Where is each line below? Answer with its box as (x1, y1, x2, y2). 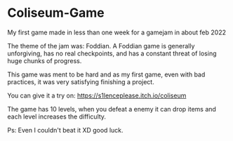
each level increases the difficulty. (7, 112, 107, 121)
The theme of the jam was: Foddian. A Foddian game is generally (7, 41, 195, 50)
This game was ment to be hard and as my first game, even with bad (7, 70, 206, 79)
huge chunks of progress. (7, 56, 82, 65)
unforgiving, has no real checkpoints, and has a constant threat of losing (7, 49, 217, 58)
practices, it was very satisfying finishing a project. (7, 77, 154, 86)
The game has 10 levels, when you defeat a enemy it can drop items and (7, 105, 216, 113)
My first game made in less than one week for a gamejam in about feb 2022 (7, 28, 227, 36)
